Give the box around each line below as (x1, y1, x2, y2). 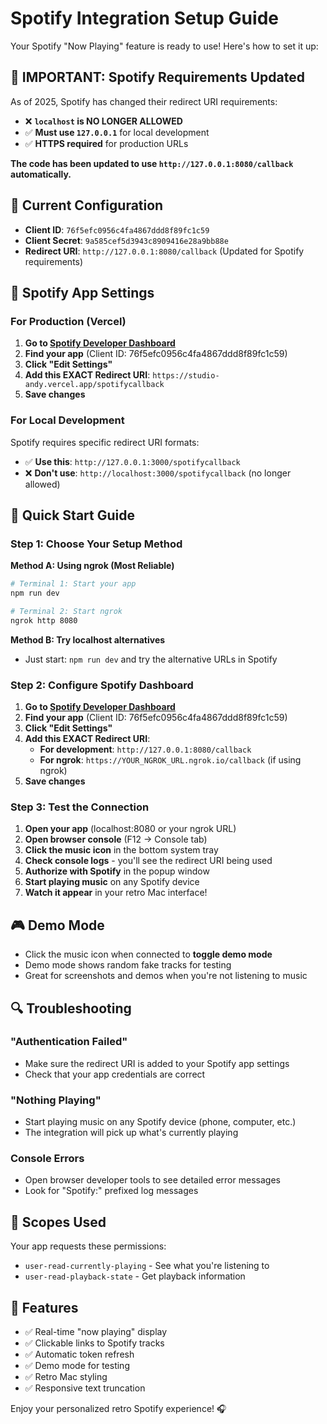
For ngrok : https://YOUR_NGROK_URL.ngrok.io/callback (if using (39, 754, 302, 766)
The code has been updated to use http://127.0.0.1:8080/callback (10, 157, 294, 169)
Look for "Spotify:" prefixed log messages (24, 1185, 199, 1197)
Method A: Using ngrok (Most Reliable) (10, 560, 175, 572)
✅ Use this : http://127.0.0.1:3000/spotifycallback (24, 455, 241, 467)
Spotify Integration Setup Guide (10, 7, 279, 30)
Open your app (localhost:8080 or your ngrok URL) (24, 823, 237, 835)
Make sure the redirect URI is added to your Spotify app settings (24, 1057, 290, 1069)
